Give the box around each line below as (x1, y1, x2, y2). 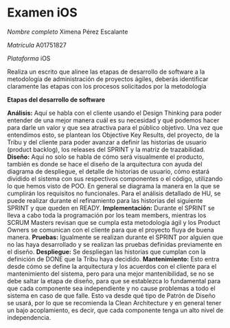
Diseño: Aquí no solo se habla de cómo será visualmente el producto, (7, 153, 205, 161)
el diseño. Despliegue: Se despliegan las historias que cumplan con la (7, 248, 206, 256)
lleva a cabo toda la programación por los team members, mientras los (7, 211, 207, 219)
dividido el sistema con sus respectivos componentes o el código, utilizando (7, 174, 223, 183)
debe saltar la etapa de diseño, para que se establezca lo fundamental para (7, 276, 221, 285)
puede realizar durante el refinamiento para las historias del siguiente (7, 196, 203, 204)
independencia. (7, 313, 51, 321)
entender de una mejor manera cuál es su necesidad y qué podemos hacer (7, 116, 220, 124)
